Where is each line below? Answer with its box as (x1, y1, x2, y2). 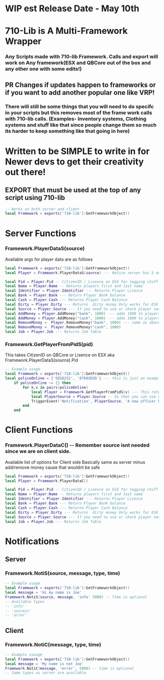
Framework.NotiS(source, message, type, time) (5, 570, 121, 577)
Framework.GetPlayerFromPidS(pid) (5, 341, 93, 348)
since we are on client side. (5, 448, 71, 455)
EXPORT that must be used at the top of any (5, 186, 141, 194)
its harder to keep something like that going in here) (5, 127, 130, 134)
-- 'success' (5, 608, 32, 613)
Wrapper (5, 36, 41, 47)
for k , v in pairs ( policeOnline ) (22, 385, 89, 390)
